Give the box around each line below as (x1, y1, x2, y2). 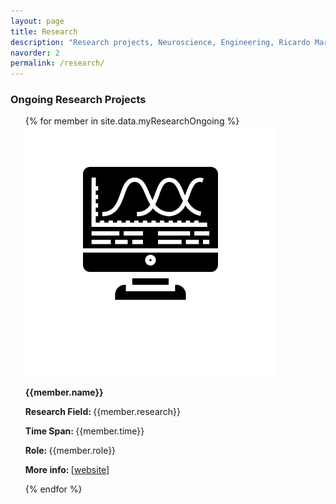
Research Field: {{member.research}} (24, 406, 181, 418)
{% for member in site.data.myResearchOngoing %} (24, 115, 240, 127)
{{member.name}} (24, 386, 104, 399)
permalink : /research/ (10, 58, 105, 69)
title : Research (10, 26, 78, 37)
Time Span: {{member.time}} (24, 425, 145, 437)
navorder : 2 (10, 48, 60, 58)
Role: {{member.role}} (24, 445, 117, 457)
